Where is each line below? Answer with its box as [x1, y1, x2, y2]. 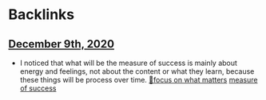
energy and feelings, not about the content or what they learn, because [19, 67, 255, 76]
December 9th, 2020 [8, 37, 114, 51]
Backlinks [8, 6, 75, 24]
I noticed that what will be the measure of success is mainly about [19, 58, 238, 67]
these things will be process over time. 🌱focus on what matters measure [19, 75, 258, 84]
